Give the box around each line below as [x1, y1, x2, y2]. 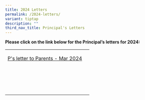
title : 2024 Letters [5, 7, 48, 12]
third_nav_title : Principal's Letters [5, 26, 85, 31]
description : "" [5, 21, 38, 26]
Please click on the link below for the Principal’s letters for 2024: [5, 39, 141, 45]
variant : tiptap [5, 16, 38, 21]
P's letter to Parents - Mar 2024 [7, 55, 82, 62]
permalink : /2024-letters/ [5, 12, 61, 17]
